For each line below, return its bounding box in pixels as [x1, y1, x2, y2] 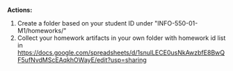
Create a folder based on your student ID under [17, 19, 153, 27]
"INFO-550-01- [154, 19, 198, 27]
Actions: [7, 6, 33, 14]
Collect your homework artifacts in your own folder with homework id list [17, 34, 226, 42]
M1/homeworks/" [17, 27, 67, 34]
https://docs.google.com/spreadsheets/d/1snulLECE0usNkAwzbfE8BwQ [17, 48, 225, 57]
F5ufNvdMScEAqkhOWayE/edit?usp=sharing [17, 56, 147, 64]
